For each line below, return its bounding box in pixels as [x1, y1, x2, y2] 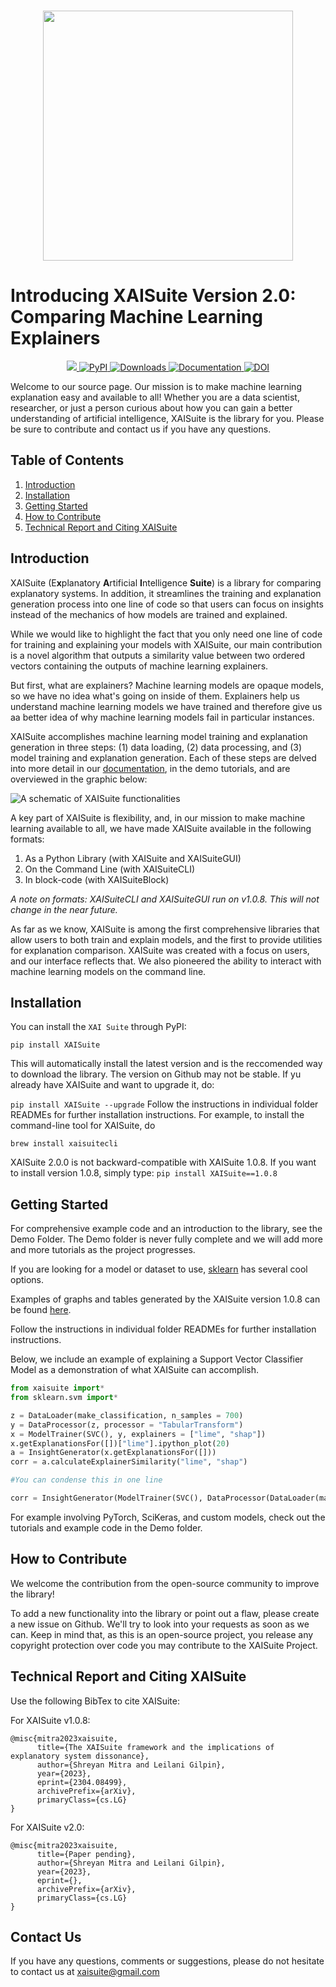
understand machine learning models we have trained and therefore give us [10, 700, 323, 712]
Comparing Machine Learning [10, 306, 263, 329]
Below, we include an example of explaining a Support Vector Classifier [10, 1353, 304, 1365]
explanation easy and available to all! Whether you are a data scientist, [10, 391, 300, 403]
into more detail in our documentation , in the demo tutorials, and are [10, 762, 291, 774]
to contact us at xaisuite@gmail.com [10, 1966, 160, 1978]
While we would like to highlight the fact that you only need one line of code [10, 628, 323, 640]
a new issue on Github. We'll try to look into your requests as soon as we [10, 1618, 310, 1630]
